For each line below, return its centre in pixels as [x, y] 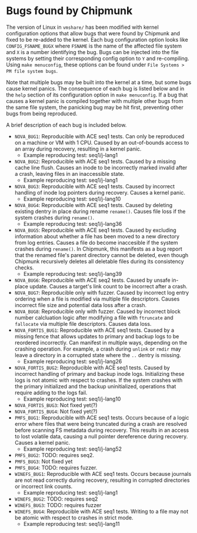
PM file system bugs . [32, 71]
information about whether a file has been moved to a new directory [97, 236]
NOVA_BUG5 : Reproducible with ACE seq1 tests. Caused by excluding [95, 230]
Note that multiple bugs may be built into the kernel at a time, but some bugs [99, 82]
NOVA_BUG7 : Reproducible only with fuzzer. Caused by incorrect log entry [102, 292]
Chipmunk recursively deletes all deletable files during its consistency [99, 261]
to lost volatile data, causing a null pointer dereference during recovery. [101, 436]
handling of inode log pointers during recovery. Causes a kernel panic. [100, 192]
